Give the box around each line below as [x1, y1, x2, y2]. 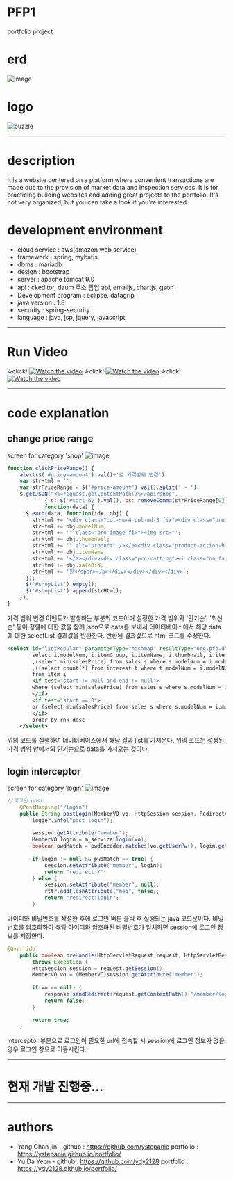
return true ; [32, 1017, 70, 1024]
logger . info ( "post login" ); [32, 816, 113, 824]
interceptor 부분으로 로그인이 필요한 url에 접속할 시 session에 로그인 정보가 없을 [7, 1037, 225, 1045]
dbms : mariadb [17, 260, 62, 268]
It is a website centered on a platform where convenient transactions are [7, 175, 214, 184]
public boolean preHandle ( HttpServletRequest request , [19, 952, 182, 959]
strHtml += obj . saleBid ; [32, 561, 104, 569]
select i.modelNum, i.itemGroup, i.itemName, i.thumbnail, [32, 652, 207, 658]
